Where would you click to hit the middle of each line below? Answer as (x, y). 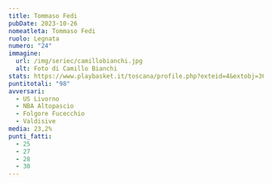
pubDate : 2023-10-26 (43, 23)
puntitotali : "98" (39, 83)
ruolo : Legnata (34, 38)
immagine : (25, 53)
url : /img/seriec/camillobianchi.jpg (79, 62)
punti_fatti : (30, 136)
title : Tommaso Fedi (43, 16)
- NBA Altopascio (45, 106)
